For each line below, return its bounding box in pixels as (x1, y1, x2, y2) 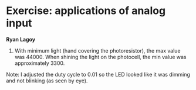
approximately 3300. (14, 60, 65, 67)
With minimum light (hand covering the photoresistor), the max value (14, 47, 181, 54)
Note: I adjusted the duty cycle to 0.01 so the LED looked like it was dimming (6, 71, 191, 78)
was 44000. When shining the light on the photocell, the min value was (14, 53, 187, 60)
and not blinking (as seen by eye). (6, 77, 88, 84)
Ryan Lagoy (6, 36, 36, 43)
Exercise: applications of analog (6, 4, 166, 18)
